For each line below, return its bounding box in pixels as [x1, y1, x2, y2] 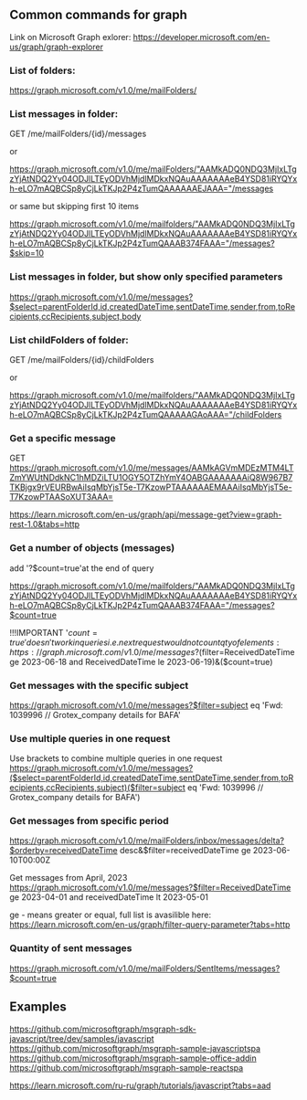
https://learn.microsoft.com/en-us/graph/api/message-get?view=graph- [9, 509, 282, 520]
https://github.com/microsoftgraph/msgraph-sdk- [9, 1023, 196, 1034]
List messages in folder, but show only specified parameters [9, 270, 283, 283]
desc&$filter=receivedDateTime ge [119, 845, 251, 856]
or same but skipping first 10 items [9, 201, 140, 212]
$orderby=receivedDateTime [9, 845, 118, 856]
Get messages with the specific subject [9, 679, 189, 692]
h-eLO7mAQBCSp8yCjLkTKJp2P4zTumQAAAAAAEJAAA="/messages [9, 183, 274, 195]
